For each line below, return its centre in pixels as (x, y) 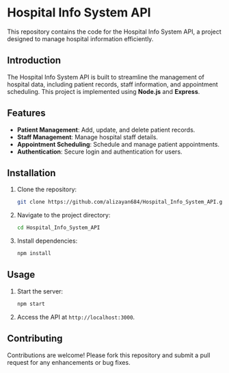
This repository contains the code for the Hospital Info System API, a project (114, 32)
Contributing (35, 338)
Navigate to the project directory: (64, 215)
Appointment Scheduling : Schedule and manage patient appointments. (118, 144)
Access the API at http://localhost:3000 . (76, 317)
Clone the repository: (47, 189)
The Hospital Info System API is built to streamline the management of (106, 77)
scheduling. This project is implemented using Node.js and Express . (104, 91)
